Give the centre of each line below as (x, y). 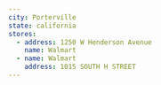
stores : (23, 34)
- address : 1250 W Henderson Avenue (84, 42)
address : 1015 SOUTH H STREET (80, 67)
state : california (42, 26)
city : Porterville (42, 17)
